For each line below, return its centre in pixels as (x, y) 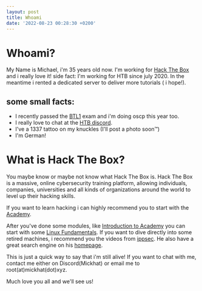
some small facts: (40, 101)
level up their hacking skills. (41, 196)
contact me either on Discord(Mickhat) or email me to (73, 263)
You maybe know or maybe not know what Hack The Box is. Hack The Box (99, 177)
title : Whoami (24, 18)
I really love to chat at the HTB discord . (64, 123)
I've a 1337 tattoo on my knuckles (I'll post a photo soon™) (87, 129)
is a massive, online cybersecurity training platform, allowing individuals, (97, 183)
